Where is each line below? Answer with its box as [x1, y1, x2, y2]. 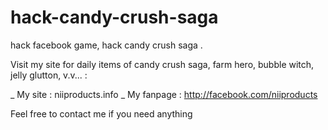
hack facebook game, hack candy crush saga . [10, 39, 203, 51]
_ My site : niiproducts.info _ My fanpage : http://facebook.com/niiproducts [10, 88, 318, 100]
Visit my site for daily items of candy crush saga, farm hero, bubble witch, [10, 58, 315, 70]
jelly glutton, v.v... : [10, 69, 88, 81]
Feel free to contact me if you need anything [10, 107, 193, 120]
